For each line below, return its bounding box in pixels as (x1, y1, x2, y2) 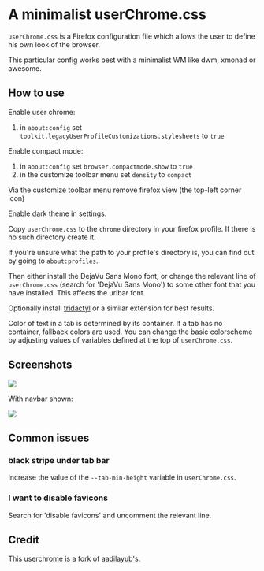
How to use (8, 87, 65, 100)
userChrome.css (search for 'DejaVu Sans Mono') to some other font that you (8, 280, 256, 289)
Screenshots (8, 358, 73, 372)
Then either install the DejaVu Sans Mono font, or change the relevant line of (8, 271, 256, 280)
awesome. (8, 63, 42, 72)
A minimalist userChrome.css (8, 6, 206, 24)
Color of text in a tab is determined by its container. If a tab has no (8, 318, 223, 328)
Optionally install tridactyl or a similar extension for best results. (8, 303, 215, 313)
